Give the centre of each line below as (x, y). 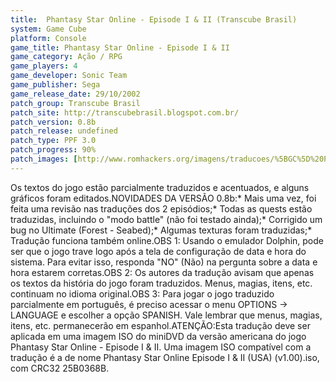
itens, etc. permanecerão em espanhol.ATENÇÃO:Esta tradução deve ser (160, 325)
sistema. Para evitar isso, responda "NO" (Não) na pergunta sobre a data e (164, 262)
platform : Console (48, 38)
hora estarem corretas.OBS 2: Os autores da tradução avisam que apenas (162, 272)
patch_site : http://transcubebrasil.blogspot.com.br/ (125, 112)
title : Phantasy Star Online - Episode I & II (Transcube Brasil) (154, 19)
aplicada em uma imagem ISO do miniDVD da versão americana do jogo (158, 336)
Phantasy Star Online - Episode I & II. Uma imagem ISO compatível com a (161, 347)
